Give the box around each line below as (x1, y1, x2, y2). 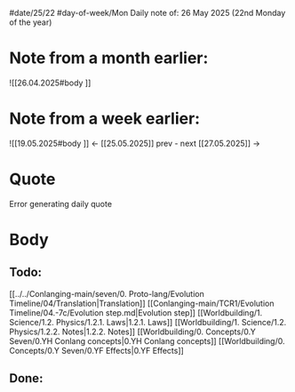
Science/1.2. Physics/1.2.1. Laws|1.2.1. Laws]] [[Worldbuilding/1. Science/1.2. (9, 316, 287, 327)
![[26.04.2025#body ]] (9, 77, 92, 88)
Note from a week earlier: (9, 108, 201, 129)
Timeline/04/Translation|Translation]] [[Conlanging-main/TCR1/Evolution (9, 298, 275, 308)
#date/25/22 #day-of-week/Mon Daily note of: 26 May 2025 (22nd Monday (9, 8, 286, 18)
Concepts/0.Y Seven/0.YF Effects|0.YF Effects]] (9, 345, 184, 356)
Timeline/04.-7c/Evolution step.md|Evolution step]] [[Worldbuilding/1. (9, 307, 263, 318)
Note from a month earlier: (9, 48, 209, 68)
